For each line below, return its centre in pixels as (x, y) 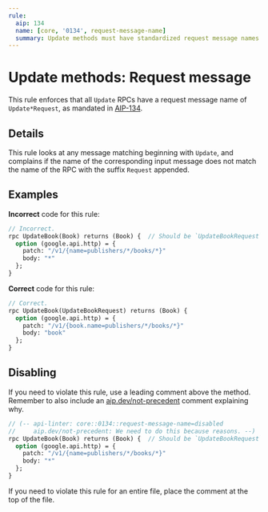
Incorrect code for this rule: (54, 214)
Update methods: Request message (130, 78)
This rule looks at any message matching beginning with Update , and (121, 152)
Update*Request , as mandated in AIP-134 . (76, 108)
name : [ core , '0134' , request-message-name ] (91, 30)
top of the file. (31, 499)
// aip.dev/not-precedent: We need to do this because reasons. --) (132, 431)
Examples (33, 195)
